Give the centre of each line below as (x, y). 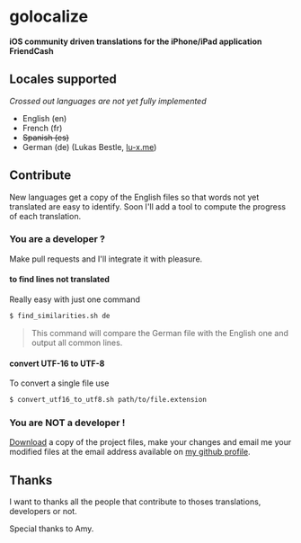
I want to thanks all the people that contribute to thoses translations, (135, 502)
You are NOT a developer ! (67, 423)
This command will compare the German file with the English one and (160, 333)
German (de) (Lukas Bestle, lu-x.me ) (89, 147)
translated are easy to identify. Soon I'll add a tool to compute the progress (147, 206)
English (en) (44, 118)
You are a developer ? (58, 239)
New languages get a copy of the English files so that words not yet (134, 197)
